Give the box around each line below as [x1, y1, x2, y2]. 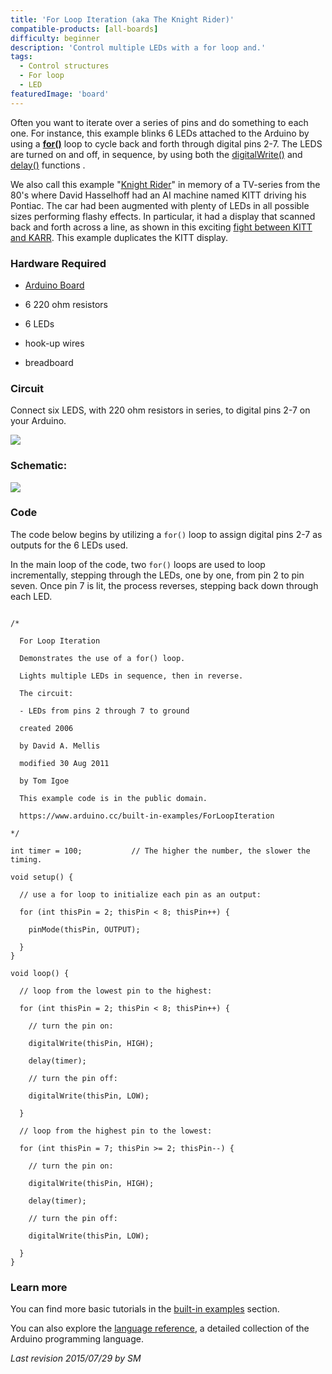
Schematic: [10, 459, 68, 473]
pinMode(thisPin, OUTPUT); [28, 924, 141, 935]
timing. [10, 854, 43, 865]
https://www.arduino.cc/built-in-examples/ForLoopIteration [19, 811, 275, 821]
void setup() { [10, 872, 74, 882]
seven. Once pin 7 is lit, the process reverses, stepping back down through [10, 579, 319, 591]
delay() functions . [10, 159, 86, 171]
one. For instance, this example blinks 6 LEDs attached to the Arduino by [10, 127, 310, 139]
